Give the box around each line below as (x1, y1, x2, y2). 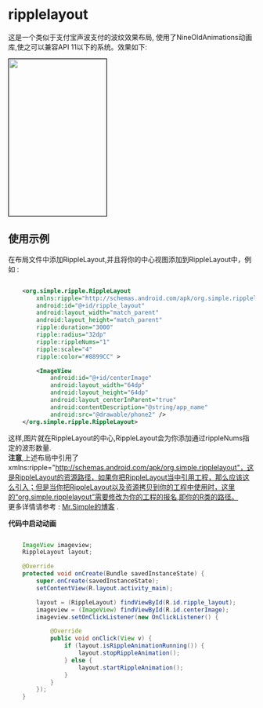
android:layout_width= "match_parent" (36, 308, 159, 317)
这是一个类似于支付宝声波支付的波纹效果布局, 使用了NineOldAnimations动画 (8, 32, 253, 42)
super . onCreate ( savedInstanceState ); (36, 577, 159, 585)
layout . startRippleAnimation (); (77, 663, 184, 672)
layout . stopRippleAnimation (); (77, 649, 180, 657)
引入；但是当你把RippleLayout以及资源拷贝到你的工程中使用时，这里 (14, 482, 236, 491)
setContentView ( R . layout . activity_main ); (36, 584, 174, 592)
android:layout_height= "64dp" (49, 389, 149, 397)
